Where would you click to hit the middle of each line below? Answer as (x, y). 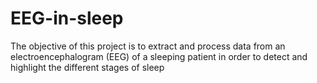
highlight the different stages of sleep (87, 67)
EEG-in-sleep (67, 18)
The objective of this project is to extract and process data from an (148, 46)
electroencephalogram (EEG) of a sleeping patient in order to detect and (159, 56)
